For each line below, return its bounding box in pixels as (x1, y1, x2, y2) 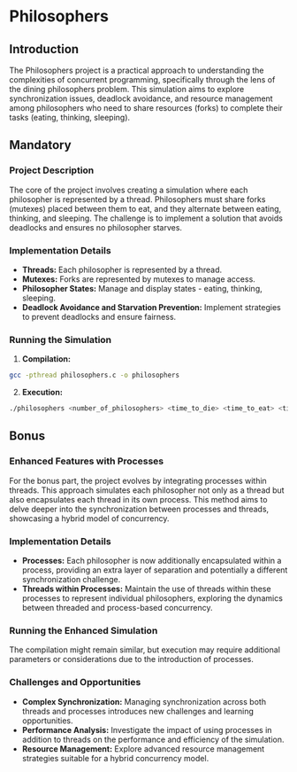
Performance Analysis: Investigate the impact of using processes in (21, 724, 272, 735)
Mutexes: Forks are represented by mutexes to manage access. (21, 273, 256, 285)
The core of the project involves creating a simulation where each (9, 184, 248, 195)
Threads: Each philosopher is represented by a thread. (21, 264, 223, 275)
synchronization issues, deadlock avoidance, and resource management (9, 93, 273, 104)
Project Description (9, 164, 95, 176)
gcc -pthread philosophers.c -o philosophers (9, 370, 179, 380)
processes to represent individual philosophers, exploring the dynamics (21, 593, 283, 604)
